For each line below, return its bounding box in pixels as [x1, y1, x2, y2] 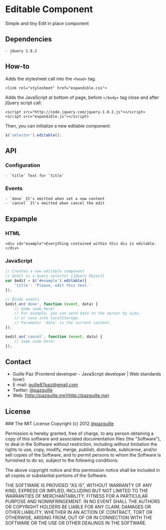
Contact [5, 357, 31, 366]
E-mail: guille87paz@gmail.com [12, 382, 78, 388]
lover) [12, 376, 25, 383]
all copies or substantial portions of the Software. [5, 472, 107, 479]
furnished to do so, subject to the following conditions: [5, 457, 119, 464]
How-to [5, 62, 30, 71]
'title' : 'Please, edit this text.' [14, 283, 92, 288]
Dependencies [5, 35, 52, 44]
